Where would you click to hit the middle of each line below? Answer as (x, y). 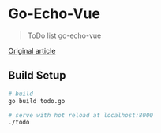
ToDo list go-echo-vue (64, 35)
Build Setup (37, 76)
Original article (32, 50)
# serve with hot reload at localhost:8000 (81, 115)
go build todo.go (37, 101)
